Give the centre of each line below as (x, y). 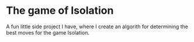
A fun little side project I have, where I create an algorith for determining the (97, 26)
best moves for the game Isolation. (48, 32)
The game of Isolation (60, 11)
